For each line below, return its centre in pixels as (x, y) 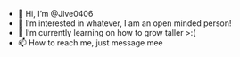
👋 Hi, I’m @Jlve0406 (55, 14)
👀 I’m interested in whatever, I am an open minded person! (124, 23)
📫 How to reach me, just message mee (90, 43)
